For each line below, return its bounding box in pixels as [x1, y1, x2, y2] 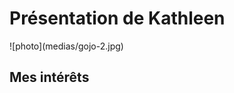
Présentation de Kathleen [9, 7, 226, 30]
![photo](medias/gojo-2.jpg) [9, 40, 124, 52]
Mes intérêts [9, 69, 90, 86]
